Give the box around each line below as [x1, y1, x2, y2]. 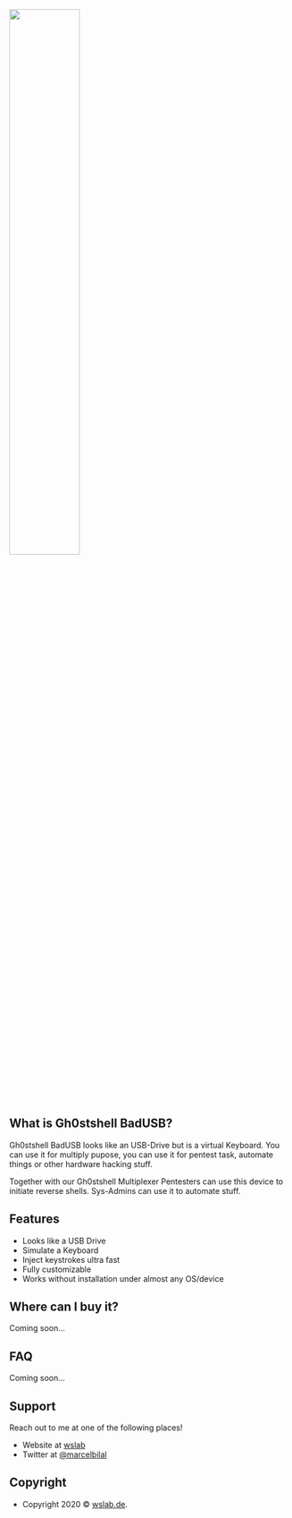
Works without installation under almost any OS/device [21, 1273, 225, 1283]
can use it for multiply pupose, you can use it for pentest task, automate [9, 1149, 274, 1160]
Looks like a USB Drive [21, 1235, 106, 1246]
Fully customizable [21, 1264, 92, 1275]
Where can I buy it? [9, 1300, 119, 1315]
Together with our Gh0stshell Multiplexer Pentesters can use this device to [9, 1176, 284, 1187]
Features [9, 1212, 60, 1227]
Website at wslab [21, 1440, 86, 1451]
